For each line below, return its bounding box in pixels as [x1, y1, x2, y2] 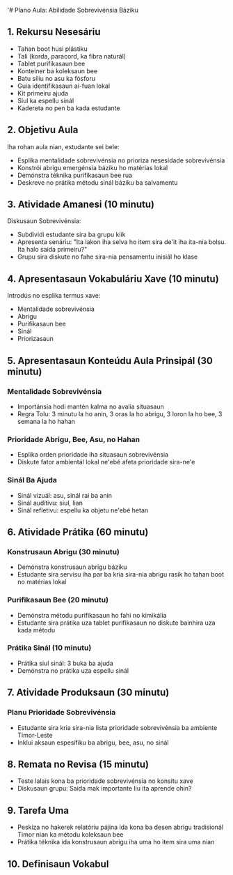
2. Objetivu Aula [7, 124, 79, 136]
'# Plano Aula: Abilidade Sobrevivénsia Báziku [7, 6, 139, 14]
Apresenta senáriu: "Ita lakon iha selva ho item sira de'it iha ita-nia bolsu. [17, 238, 227, 246]
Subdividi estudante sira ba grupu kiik [17, 230, 126, 239]
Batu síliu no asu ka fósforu [17, 74, 96, 82]
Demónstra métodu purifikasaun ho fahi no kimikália [17, 611, 167, 619]
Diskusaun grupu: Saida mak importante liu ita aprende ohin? [17, 784, 193, 793]
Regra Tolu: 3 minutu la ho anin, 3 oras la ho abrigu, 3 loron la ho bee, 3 [17, 409, 223, 418]
